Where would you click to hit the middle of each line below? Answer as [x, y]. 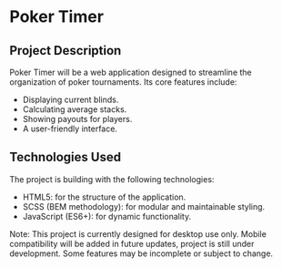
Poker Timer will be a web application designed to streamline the [131, 72]
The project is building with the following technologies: [112, 179]
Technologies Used [65, 157]
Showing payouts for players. [77, 119]
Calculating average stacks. [75, 109]
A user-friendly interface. [70, 129]
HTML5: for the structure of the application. [104, 197]
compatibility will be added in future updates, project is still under [132, 243]
